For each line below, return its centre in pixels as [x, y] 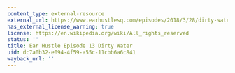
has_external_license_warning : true [60, 26]
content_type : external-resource [56, 14]
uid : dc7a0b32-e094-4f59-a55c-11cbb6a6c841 [72, 53]
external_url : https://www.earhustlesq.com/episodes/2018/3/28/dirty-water [120, 20]
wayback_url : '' [31, 59]
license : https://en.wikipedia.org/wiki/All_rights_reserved [98, 33]
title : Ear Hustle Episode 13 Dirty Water [70, 46]
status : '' [23, 40]
